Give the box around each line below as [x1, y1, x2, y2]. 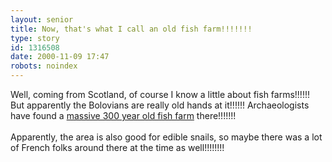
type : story [10, 33, 60, 43]
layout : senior [10, 14, 74, 25]
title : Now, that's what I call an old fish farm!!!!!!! [10, 24, 253, 34]
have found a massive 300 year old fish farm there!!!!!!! [10, 110, 237, 121]
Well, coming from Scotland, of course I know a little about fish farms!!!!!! [10, 89, 310, 100]
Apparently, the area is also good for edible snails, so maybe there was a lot [10, 131, 323, 143]
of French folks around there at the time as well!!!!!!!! [10, 142, 225, 153]
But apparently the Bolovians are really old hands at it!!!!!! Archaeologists [10, 99, 310, 111]
